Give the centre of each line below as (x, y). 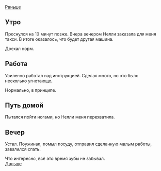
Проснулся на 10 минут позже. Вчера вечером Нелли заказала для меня (81, 34)
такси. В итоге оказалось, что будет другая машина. (59, 39)
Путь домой (24, 106)
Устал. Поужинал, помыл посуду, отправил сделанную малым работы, (78, 144)
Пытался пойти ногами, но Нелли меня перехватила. (60, 117)
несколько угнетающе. (29, 81)
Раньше (13, 7)
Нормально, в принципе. (31, 90)
